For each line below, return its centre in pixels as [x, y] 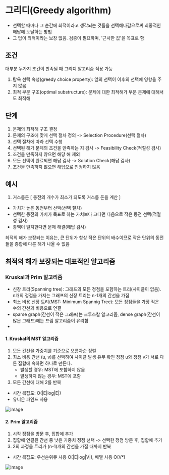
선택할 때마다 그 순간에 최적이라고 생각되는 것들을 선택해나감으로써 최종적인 [87, 25]
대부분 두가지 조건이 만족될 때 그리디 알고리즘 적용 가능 [59, 68]
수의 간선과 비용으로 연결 [37, 308]
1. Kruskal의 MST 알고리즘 [32, 339]
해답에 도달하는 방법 [32, 31]
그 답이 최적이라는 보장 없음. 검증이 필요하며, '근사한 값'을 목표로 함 [78, 38]
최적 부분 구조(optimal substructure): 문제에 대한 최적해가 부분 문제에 [81, 92]
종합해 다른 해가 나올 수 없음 [42, 244]
